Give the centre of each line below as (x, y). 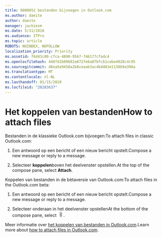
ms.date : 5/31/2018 (25, 31)
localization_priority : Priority (39, 51)
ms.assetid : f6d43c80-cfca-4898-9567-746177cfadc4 (57, 56)
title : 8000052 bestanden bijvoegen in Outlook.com (58, 10)
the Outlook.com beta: (27, 184)
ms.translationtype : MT (29, 72)
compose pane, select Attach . (42, 170)
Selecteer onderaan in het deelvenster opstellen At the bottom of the (80, 209)
